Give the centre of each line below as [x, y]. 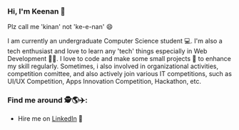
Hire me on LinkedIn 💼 [50, 118]
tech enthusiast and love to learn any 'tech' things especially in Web [107, 51]
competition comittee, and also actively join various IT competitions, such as [119, 74]
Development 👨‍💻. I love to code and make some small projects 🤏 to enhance [119, 59]
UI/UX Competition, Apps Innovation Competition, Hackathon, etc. [105, 82]
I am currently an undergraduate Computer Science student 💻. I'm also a [115, 41]
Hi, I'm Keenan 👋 [36, 11]
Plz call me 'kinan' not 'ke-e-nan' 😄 [60, 27]
